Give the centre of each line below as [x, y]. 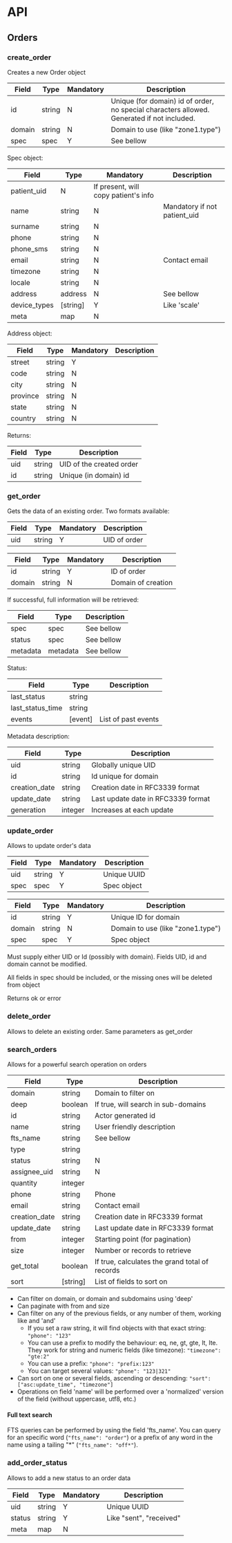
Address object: [30, 333]
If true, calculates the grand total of [152, 1262]
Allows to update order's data [49, 846]
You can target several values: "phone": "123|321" [99, 1371]
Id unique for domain [125, 777]
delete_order [29, 1016]
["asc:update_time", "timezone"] [65, 1385]
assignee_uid [32, 1172]
